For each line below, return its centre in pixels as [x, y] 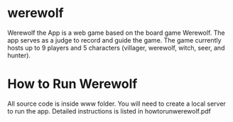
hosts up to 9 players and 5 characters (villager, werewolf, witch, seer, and [116, 48]
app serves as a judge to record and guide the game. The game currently [114, 40]
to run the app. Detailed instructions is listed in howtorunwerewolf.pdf [109, 111]
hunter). [19, 55]
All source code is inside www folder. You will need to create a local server [116, 104]
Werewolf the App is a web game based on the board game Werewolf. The [116, 33]
